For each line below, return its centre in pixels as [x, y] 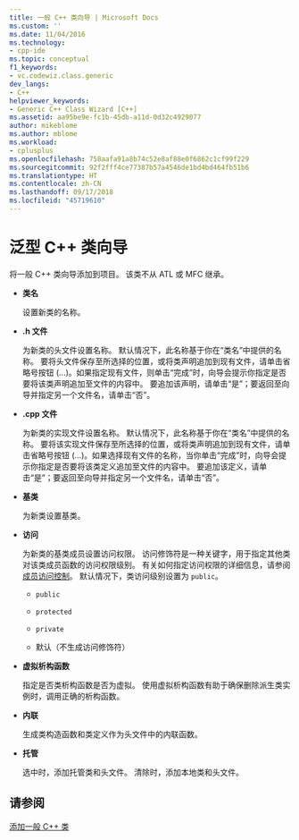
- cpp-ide [28, 51]
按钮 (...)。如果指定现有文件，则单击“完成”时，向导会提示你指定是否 [162, 372]
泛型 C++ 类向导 [68, 248]
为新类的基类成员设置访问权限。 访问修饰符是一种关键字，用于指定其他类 [156, 553]
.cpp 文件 [40, 413]
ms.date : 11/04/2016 [48, 34]
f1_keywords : [33, 68]
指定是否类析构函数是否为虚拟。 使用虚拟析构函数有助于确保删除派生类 [152, 684]
